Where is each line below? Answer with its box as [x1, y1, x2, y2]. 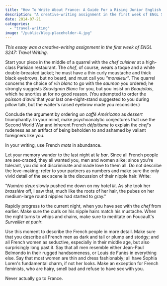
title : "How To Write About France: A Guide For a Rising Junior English [5, 7, 162, 12]
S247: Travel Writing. [5, 49, 48, 55]
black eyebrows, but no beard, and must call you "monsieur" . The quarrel [5, 75, 156, 81]
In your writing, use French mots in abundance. [5, 142, 102, 148]
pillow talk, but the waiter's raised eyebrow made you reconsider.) [5, 102, 140, 107]
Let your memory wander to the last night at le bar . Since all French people [5, 152, 159, 158]
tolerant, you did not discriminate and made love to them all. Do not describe [5, 163, 162, 168]
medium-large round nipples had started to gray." [5, 193, 106, 199]
